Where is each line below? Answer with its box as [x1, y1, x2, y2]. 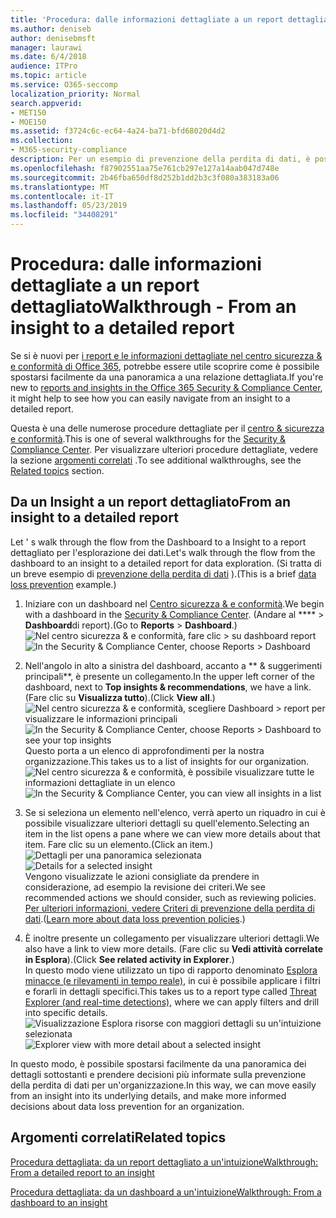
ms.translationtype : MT [10, 182, 110, 192]
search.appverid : [10, 98, 83, 108]
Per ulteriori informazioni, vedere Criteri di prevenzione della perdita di [24, 902, 315, 914]
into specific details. [24, 1006, 108, 1018]
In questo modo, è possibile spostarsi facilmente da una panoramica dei [10, 1057, 307, 1070]
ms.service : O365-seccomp [10, 80, 118, 90]
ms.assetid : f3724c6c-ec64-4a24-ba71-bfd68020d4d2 [10, 126, 226, 136]
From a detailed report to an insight [10, 1166, 155, 1178]
